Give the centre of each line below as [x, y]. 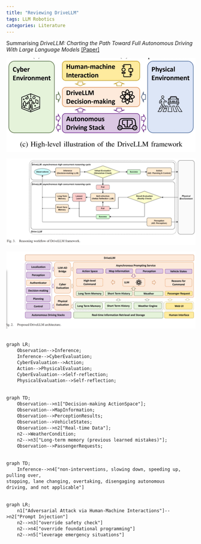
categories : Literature [36, 25]
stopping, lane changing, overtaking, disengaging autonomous [85, 481]
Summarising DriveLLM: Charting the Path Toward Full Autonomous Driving [100, 43]
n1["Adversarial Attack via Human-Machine [71, 511]
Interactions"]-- [148, 511]
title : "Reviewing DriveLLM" [43, 13]
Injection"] [53, 517]
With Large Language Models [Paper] [53, 50]
